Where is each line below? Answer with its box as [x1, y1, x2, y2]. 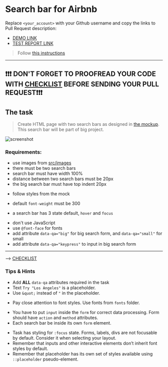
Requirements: [5, 149, 42, 156]
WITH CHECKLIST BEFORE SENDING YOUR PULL [5, 80, 159, 88]
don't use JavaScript [12, 220, 55, 226]
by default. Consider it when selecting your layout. [12, 335, 116, 341]
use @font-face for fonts [12, 225, 62, 231]
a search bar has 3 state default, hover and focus [12, 210, 113, 216]
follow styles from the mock [12, 191, 70, 197]
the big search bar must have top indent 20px [12, 181, 106, 187]
